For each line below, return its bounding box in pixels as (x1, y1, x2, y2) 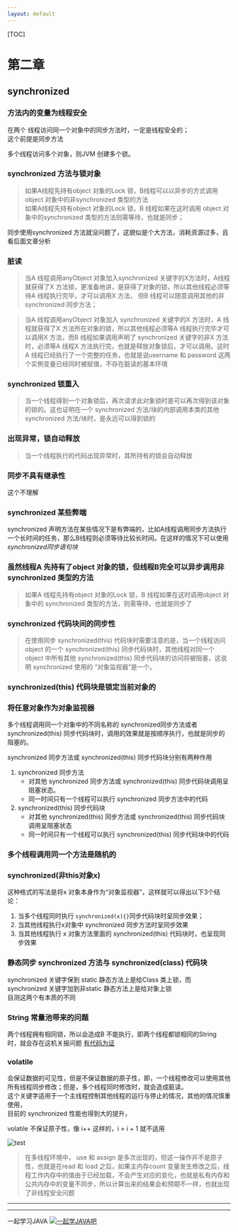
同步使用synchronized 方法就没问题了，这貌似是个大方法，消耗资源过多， (7, 228, 223, 236)
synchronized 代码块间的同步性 (7, 618, 115, 628)
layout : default (7, 10, 55, 18)
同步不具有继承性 (7, 471, 66, 481)
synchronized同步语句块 (7, 543, 79, 551)
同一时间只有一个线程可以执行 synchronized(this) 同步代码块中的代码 (28, 830, 229, 839)
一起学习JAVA (7, 1217, 48, 1226)
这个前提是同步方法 (7, 134, 64, 142)
